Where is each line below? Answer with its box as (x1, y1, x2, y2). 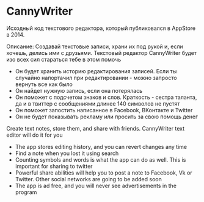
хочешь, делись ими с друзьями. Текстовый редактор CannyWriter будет (6, 49, 197, 56)
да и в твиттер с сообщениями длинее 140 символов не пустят (15, 99, 180, 107)
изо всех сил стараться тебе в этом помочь (6, 56, 122, 63)
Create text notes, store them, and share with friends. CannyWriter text (6, 124, 185, 132)
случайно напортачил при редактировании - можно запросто (15, 74, 177, 81)
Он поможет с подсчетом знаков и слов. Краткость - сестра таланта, (15, 93, 197, 101)
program (15, 188, 37, 196)
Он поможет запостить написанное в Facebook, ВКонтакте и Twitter (15, 106, 193, 114)
